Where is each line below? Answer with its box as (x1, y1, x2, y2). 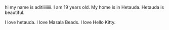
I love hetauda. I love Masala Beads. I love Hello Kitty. (5, 19, 116, 25)
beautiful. (5, 9, 25, 15)
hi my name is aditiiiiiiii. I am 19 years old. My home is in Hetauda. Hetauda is (5, 4, 164, 10)
